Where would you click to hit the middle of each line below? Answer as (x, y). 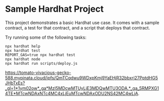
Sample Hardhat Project (54, 9)
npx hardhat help (23, 46)
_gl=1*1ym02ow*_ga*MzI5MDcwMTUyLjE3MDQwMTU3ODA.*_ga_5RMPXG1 (82, 88)
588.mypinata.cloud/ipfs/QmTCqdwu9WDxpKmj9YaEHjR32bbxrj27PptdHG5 (82, 77)
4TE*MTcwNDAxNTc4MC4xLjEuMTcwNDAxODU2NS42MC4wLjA (72, 93)
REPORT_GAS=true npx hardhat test (40, 55)
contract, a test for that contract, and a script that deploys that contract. (78, 27)
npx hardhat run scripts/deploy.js (41, 63)
